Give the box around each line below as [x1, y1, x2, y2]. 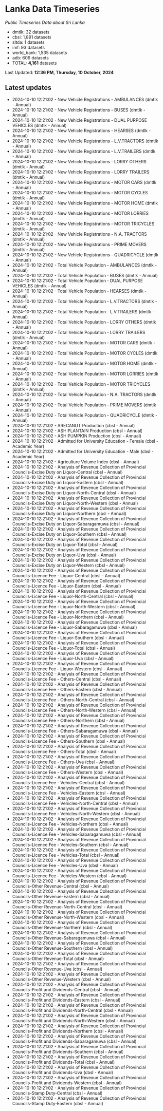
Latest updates [5, 84, 52, 92]
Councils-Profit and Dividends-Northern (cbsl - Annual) [12, 1028, 124, 1034]
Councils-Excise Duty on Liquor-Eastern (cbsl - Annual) [12, 479, 124, 485]
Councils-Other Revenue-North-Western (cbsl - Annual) [12, 914, 125, 920]
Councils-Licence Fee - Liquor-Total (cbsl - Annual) [12, 645, 116, 651]
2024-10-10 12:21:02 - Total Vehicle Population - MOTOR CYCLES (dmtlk [12, 350, 158, 356]
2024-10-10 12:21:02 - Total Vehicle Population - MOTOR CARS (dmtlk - [12, 339, 156, 345]
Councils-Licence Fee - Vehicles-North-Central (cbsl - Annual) [12, 800, 138, 806]
